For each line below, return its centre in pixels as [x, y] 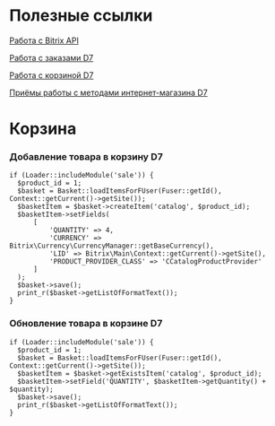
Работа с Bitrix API [44, 40]
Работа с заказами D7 [52, 57]
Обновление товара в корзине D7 [86, 324]
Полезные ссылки [81, 16]
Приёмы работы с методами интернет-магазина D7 [108, 92]
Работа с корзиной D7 [52, 75]
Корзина [43, 129]
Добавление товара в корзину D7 [86, 157]
